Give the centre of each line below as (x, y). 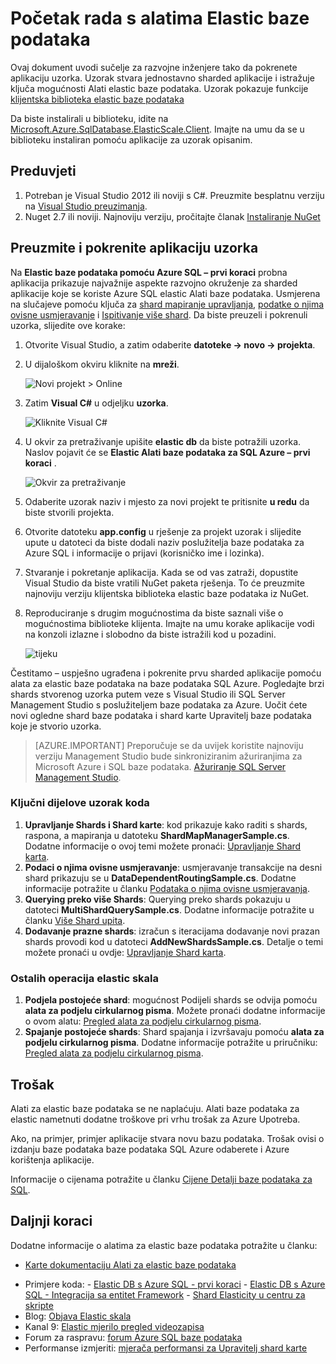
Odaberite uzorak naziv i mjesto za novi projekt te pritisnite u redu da (167, 501)
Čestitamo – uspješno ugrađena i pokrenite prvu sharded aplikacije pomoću (166, 673)
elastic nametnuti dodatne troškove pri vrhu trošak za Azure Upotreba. (155, 1119)
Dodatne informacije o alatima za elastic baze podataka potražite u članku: (164, 1245)
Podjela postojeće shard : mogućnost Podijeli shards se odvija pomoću (171, 1000)
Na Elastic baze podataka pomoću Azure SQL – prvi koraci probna (149, 272)
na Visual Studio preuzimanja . (86, 206)
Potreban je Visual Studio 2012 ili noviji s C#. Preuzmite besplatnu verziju (174, 195)
